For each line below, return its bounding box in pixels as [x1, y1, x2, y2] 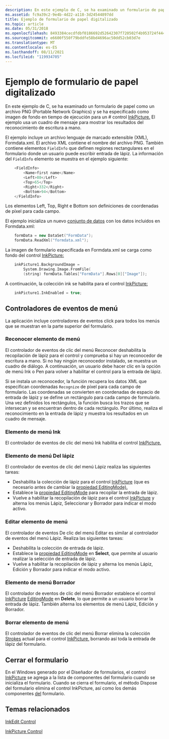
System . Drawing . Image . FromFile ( [23, 267, 92, 272]
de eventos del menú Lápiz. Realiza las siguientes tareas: [5, 535, 124, 541]
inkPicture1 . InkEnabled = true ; [14, 290, 82, 295]
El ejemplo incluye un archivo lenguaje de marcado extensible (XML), [5, 135, 148, 141]
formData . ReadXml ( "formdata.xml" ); [14, 238, 89, 243]
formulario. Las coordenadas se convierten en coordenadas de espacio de [5, 389, 160, 395]
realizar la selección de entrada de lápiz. [12, 556, 97, 562]
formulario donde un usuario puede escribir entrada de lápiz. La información [5, 151, 163, 157]
